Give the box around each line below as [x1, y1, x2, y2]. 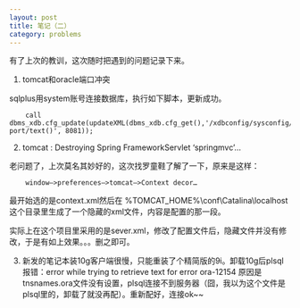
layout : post [9, 12, 58, 22]
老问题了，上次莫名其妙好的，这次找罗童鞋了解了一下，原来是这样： [9, 161, 260, 171]
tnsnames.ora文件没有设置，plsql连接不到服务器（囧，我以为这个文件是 [21, 278, 286, 288]
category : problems [9, 29, 82, 38]
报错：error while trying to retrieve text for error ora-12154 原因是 [21, 267, 262, 278]
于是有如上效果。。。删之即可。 [24, 237, 135, 247]
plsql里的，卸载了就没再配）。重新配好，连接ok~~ [21, 289, 204, 300]
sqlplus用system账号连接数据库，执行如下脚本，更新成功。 [9, 93, 227, 104]
